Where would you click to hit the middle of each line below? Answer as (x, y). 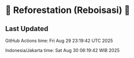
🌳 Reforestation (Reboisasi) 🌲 (68, 10)
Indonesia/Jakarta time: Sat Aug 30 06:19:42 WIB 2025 (62, 50)
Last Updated (27, 29)
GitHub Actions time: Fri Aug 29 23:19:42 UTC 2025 (59, 40)
